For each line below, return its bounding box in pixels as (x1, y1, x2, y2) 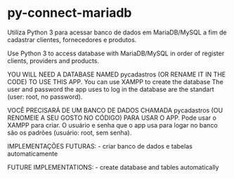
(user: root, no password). (7, 93, 83, 101)
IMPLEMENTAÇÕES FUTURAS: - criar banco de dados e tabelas (7, 142, 193, 150)
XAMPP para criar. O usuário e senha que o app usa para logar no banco (7, 121, 218, 129)
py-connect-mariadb (7, 5, 132, 21)
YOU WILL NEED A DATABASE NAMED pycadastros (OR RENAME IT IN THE (7, 70, 226, 78)
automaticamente (7, 149, 58, 158)
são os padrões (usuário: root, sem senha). (7, 128, 132, 137)
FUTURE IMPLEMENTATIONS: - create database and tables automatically (7, 163, 219, 171)
